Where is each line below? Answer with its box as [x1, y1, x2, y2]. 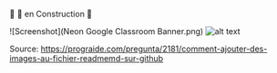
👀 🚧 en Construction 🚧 [9, 9, 93, 19]
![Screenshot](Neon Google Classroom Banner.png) [9, 26, 204, 36]
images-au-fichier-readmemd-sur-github [9, 53, 164, 63]
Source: [9, 43, 39, 54]
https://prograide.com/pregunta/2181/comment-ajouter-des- [40, 43, 268, 54]
